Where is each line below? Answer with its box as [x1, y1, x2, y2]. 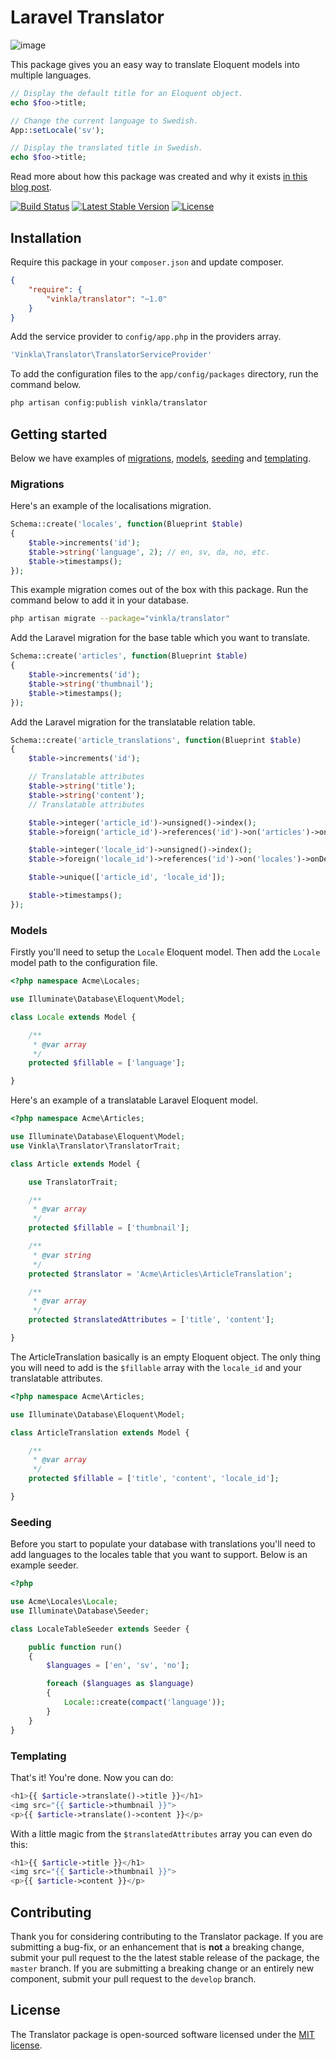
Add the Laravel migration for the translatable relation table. [10, 716, 256, 728]
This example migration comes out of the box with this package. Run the [10, 584, 309, 596]
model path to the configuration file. [10, 957, 158, 969]
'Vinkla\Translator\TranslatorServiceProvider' [10, 350, 213, 360]
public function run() [28, 1642, 123, 1652]
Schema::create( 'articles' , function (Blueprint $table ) [10, 651, 248, 661]
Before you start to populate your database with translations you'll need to [10, 1538, 316, 1550]
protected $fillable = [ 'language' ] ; [28, 1058, 186, 1068]
